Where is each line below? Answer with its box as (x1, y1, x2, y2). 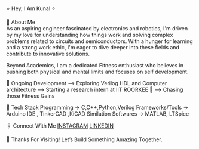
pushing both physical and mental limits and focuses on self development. (6, 68, 189, 75)
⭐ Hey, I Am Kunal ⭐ (6, 5, 56, 12)
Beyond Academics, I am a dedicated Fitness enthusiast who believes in (6, 62, 184, 69)
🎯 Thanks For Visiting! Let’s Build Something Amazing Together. (6, 136, 163, 143)
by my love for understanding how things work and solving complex (6, 32, 173, 38)
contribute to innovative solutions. (6, 50, 90, 57)
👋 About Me (6, 18, 36, 26)
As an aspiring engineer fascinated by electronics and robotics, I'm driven (6, 25, 188, 32)
